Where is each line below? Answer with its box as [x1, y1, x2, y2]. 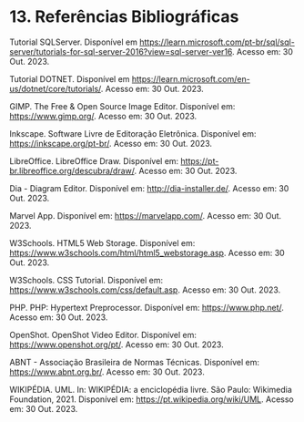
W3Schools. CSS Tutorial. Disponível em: [9, 274, 164, 285]
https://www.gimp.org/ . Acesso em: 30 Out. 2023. [9, 110, 198, 121]
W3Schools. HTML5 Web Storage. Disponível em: [9, 237, 196, 248]
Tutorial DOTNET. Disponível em [9, 73, 130, 84]
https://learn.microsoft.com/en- [131, 73, 250, 84]
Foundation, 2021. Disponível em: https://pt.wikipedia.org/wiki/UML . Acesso [9, 394, 294, 405]
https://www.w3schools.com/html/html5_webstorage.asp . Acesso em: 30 [9, 247, 285, 258]
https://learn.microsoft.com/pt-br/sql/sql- [139, 36, 296, 47]
